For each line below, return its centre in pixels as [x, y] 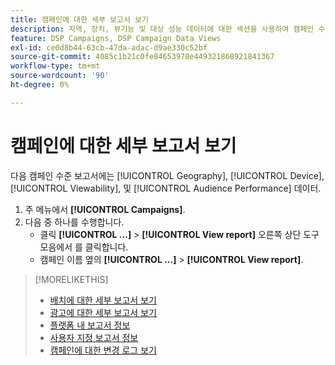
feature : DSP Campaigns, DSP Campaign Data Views [116, 38]
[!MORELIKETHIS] [71, 279]
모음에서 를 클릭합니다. [84, 247]
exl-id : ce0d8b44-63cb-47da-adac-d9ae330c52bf [109, 47]
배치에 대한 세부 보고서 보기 [103, 300]
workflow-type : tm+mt [55, 66]
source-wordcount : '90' [60, 76]
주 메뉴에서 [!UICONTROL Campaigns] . [105, 209]
